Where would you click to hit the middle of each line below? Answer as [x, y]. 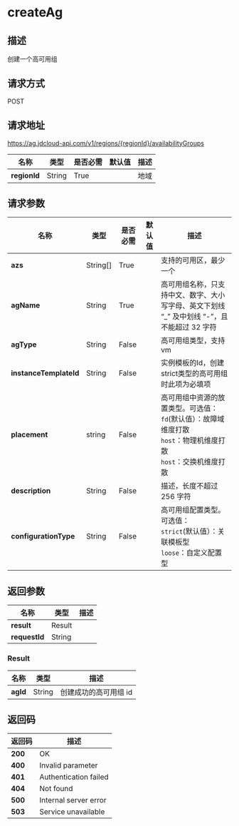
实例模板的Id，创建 [193, 363]
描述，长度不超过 [190, 486]
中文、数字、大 [193, 295]
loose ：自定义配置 [192, 553]
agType [24, 345]
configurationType [43, 536]
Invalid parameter [69, 765]
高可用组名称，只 [190, 285]
